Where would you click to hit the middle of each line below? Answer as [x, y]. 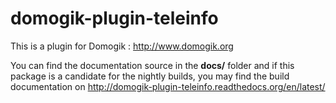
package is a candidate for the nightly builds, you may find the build [150, 76]
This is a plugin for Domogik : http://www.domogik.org [122, 46]
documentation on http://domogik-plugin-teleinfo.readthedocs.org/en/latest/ [168, 86]
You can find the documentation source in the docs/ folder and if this [152, 65]
